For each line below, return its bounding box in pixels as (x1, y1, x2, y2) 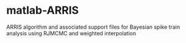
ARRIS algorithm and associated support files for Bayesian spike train (6, 23, 181, 30)
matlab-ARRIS (6, 4, 79, 17)
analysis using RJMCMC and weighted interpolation (6, 29, 136, 36)
